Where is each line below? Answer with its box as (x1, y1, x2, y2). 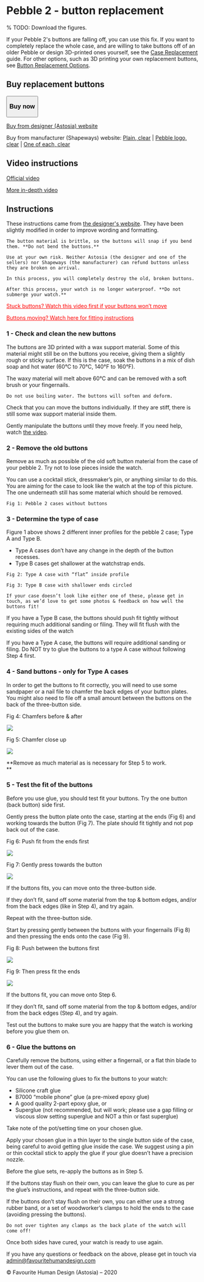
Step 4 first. (6, 652, 36, 660)
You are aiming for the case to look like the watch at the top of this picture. (6, 482, 194, 489)
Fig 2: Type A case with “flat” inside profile (6, 572, 130, 578)
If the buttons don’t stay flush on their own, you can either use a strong (6, 1198, 185, 1205)
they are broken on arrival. (6, 265, 80, 272)
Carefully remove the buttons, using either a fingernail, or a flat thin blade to (6, 1057, 197, 1064)
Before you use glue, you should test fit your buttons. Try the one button (6, 794, 188, 802)
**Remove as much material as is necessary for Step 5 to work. (6, 759, 167, 766)
